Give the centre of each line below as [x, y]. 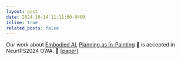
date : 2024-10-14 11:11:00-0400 [46, 17]
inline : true [22, 22]
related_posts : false [33, 28]
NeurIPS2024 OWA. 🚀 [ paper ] [42, 51]
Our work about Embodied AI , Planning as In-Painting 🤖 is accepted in [90, 45]
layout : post [22, 11]
